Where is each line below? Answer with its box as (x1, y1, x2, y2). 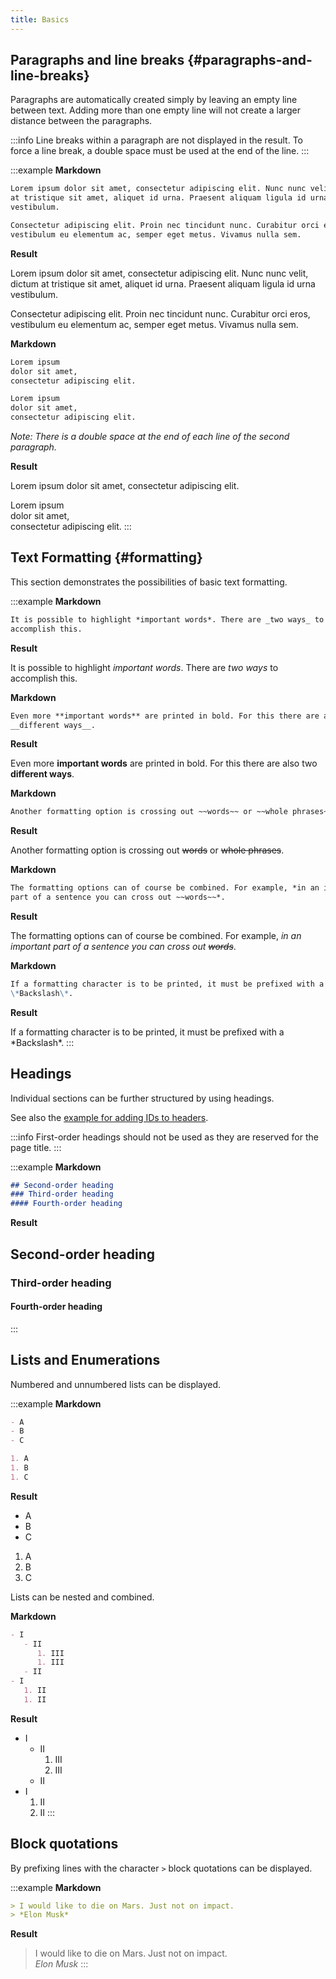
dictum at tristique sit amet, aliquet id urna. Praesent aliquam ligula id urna (10, 277, 316, 290)
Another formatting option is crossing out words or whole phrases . (10, 844, 285, 856)
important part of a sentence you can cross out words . (10, 941, 237, 952)
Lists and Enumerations (10, 1352, 161, 1369)
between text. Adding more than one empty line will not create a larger (10, 104, 301, 116)
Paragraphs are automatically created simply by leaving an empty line (10, 94, 298, 106)
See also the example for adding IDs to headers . (10, 1111, 209, 1123)
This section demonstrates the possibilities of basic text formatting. (10, 576, 288, 588)
